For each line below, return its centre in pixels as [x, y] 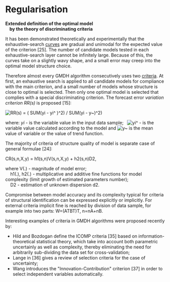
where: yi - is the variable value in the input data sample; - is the [80, 122]
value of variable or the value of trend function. [55, 133]
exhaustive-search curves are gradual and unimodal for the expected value [84, 44]
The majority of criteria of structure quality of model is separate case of [80, 143]
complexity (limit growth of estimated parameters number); [67, 179]
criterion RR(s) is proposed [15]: [39, 102]
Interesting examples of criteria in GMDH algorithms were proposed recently [85, 221]
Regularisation [37, 9]
